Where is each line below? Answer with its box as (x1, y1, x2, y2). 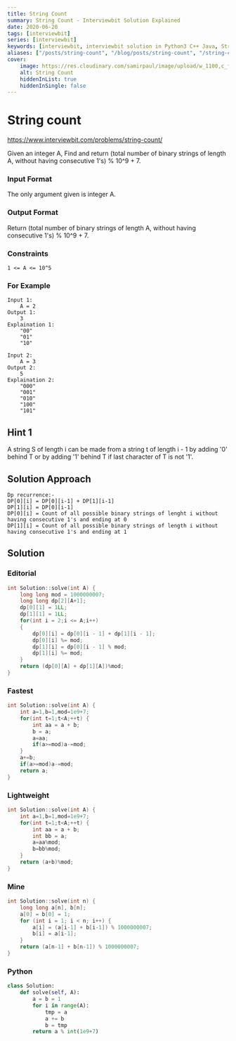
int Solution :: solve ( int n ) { (7, 898, 96, 905)
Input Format (7, 174, 53, 184)
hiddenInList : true (20, 75, 77, 83)
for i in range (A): (32, 1002, 90, 1009)
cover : (7, 56, 27, 63)
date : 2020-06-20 (7, 23, 58, 30)
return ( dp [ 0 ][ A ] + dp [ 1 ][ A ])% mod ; (20, 663, 124, 670)
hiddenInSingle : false (20, 82, 86, 89)
